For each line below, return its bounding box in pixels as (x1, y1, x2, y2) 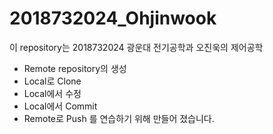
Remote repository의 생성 (23, 62, 127, 74)
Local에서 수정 (23, 87, 82, 99)
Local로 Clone (23, 75, 82, 87)
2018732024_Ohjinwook (9, 7, 217, 30)
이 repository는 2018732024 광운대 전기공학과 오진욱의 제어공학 (9, 41, 264, 53)
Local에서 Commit (23, 100, 98, 112)
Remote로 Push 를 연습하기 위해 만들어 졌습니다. (23, 112, 215, 124)
